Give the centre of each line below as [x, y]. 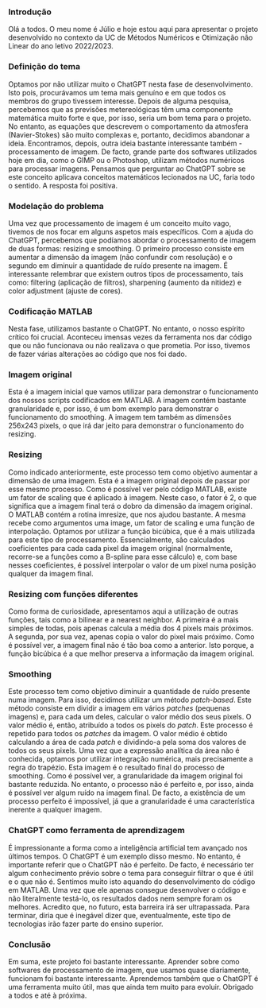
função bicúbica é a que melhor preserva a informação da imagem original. [131, 653]
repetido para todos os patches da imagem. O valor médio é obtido [118, 734]
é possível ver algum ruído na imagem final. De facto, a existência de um [127, 793]
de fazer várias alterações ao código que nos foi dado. [98, 354]
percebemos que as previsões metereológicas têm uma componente [121, 109]
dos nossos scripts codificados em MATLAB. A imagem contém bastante [127, 401]
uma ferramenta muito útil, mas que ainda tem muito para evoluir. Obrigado [131, 987]
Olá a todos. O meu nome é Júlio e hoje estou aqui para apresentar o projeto [133, 29]
